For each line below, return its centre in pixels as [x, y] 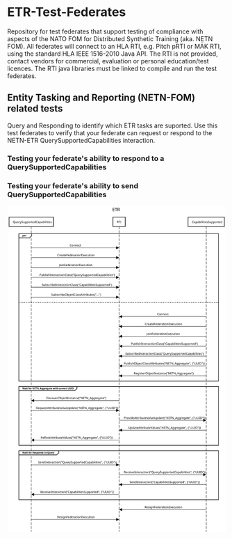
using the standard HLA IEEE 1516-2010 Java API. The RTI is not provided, [113, 54]
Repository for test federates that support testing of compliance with [105, 31]
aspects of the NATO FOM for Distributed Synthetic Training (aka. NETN [110, 38]
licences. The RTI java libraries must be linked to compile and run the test [112, 68]
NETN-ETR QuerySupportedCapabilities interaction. [81, 140]
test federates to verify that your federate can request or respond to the [110, 132]
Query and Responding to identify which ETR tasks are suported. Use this [113, 125]
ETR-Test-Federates [67, 12]
